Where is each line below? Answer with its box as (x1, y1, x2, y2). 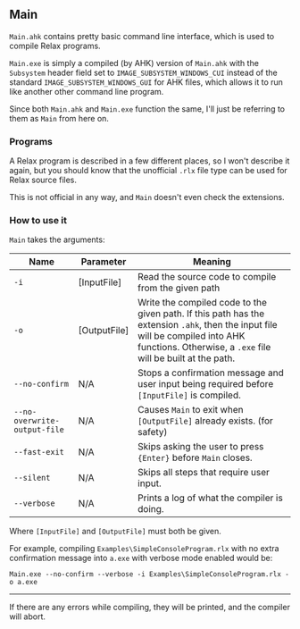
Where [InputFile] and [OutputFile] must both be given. (9, 526, 221, 537)
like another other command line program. (9, 86, 164, 96)
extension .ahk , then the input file (137, 319, 279, 331)
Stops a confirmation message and (137, 366, 284, 379)
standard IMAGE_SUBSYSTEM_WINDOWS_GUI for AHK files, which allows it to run (9, 76, 284, 88)
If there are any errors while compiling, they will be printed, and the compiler (9, 602, 290, 613)
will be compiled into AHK (137, 330, 246, 342)
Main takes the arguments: (9, 234, 105, 245)
